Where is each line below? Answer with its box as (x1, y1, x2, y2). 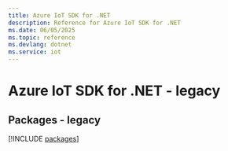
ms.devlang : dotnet (8, 41, 72, 49)
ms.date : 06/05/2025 (8, 26, 76, 34)
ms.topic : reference (8, 33, 76, 42)
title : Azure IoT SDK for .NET (8, 11, 111, 20)
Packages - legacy (8, 113, 101, 127)
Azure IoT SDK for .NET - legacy (8, 82, 221, 100)
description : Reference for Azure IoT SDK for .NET (8, 19, 181, 27)
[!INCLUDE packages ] (8, 134, 79, 143)
